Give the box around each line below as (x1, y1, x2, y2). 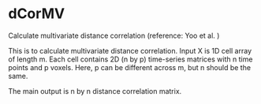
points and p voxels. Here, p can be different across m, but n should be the (8, 62, 251, 72)
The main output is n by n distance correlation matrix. (8, 86, 182, 95)
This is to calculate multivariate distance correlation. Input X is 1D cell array (8, 46, 252, 55)
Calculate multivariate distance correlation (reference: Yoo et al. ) (8, 31, 220, 40)
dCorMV (8, 5, 65, 23)
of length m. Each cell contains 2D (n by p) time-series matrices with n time (8, 54, 253, 64)
